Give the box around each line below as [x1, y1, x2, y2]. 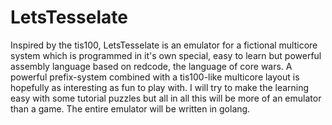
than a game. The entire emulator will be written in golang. [10, 102, 251, 115]
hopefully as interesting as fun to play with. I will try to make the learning [10, 81, 310, 93]
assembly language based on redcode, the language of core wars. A [10, 60, 293, 72]
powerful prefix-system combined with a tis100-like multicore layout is [10, 71, 300, 83]
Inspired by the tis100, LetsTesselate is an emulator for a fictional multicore [10, 39, 318, 51]
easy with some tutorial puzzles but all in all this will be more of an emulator [10, 92, 322, 104]
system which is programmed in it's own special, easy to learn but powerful [10, 49, 322, 61]
